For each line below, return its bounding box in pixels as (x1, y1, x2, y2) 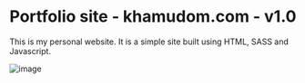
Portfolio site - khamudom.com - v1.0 (9, 6, 297, 27)
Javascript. (9, 45, 52, 56)
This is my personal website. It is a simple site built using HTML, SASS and (9, 36, 290, 47)
